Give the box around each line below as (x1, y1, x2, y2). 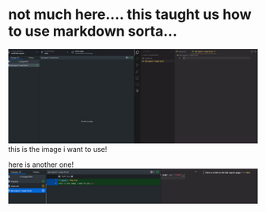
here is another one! (8, 160, 74, 169)
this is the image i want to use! (8, 145, 108, 154)
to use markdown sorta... (8, 22, 178, 40)
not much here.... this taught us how (8, 6, 252, 24)
